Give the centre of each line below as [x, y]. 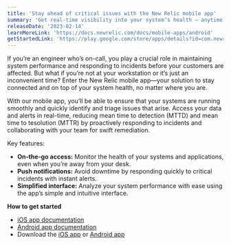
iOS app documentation [51, 220]
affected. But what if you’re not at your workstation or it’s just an [98, 73]
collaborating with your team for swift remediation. [78, 130]
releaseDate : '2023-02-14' [46, 26]
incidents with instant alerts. [57, 178]
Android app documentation [57, 227]
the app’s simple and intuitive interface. [73, 194]
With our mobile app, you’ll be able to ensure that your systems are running [114, 101]
